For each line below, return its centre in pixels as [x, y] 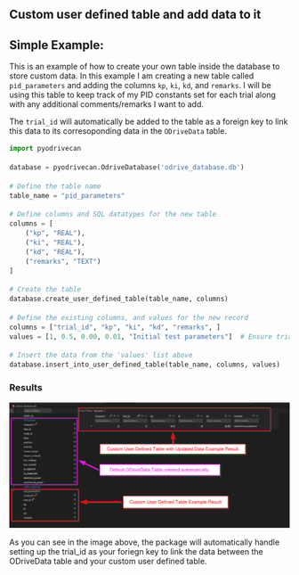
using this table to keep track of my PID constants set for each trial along [142, 95]
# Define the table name [55, 186]
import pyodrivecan [45, 149]
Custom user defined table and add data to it [135, 15]
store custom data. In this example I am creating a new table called [132, 76]
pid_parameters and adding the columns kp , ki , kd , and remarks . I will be [140, 86]
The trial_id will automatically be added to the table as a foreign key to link [149, 122]
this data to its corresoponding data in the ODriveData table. [118, 131]
